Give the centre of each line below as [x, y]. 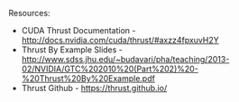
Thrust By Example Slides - [72, 50]
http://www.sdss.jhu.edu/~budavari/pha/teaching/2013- [125, 59]
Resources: [29, 13]
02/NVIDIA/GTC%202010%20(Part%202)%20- [110, 69]
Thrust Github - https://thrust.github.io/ [94, 88]
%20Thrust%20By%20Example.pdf [88, 79]
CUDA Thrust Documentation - [78, 30]
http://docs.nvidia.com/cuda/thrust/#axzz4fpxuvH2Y [120, 40]
